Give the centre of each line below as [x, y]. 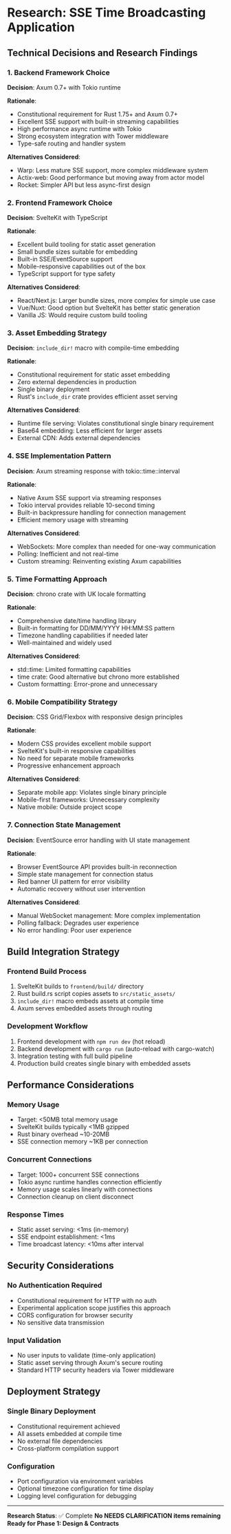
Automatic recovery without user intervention [81, 888]
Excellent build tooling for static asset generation [86, 245]
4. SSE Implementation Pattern [59, 456]
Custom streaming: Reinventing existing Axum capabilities [99, 561]
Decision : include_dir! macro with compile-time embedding [93, 348]
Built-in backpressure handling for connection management [101, 512]
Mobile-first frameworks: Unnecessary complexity [88, 800]
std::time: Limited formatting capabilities [74, 670]
